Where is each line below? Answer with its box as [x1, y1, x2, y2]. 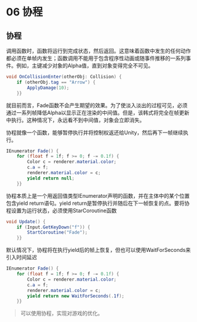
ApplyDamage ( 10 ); [27, 85, 69, 91]
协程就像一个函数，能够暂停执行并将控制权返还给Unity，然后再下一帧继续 [6, 129, 184, 136]
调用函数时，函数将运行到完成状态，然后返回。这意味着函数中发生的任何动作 [6, 48, 191, 54]
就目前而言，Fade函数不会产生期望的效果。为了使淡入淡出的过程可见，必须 [6, 101, 188, 109]
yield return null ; [27, 175, 75, 181]
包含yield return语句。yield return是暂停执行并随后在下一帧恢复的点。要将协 [6, 200, 190, 207]
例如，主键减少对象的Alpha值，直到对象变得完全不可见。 [16, 62, 154, 69]
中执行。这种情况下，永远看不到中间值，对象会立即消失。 [6, 116, 145, 124]
